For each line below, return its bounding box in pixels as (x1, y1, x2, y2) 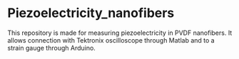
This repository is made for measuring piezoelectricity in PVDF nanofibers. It (7, 28, 233, 37)
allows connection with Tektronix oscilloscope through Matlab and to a (7, 36, 215, 44)
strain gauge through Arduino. (7, 43, 96, 52)
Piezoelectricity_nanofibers (7, 5, 175, 21)
